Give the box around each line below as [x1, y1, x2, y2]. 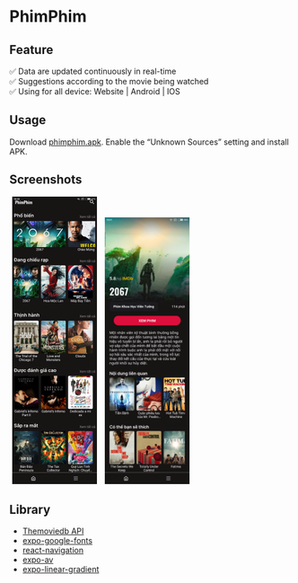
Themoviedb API [22, 526, 84, 536]
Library [9, 501, 51, 517]
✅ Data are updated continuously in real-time [9, 66, 177, 76]
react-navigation [22, 545, 84, 556]
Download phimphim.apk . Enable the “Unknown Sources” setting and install [9, 137, 289, 147]
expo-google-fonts [22, 535, 92, 546]
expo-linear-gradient [22, 564, 100, 575]
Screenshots [9, 172, 83, 188]
